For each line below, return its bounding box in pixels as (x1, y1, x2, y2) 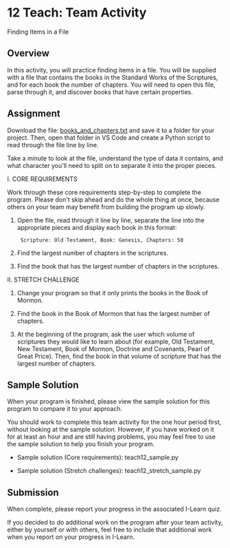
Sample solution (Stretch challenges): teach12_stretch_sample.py (16, 467, 201, 475)
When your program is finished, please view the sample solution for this (7, 397, 210, 405)
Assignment (7, 108, 60, 120)
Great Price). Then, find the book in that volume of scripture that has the (16, 352, 222, 360)
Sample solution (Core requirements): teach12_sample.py (16, 453, 179, 462)
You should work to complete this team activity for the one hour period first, (7, 418, 222, 426)
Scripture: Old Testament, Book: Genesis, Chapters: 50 (20, 236, 184, 244)
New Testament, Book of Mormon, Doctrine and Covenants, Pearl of (16, 344, 211, 352)
